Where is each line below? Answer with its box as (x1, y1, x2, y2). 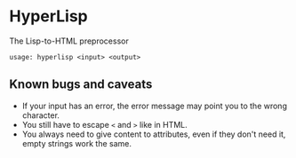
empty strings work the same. (21, 138, 132, 148)
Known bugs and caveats (9, 77, 153, 92)
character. (21, 109, 60, 121)
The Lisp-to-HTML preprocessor (9, 36, 129, 46)
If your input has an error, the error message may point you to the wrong (21, 100, 287, 111)
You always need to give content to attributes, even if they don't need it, (21, 129, 286, 139)
